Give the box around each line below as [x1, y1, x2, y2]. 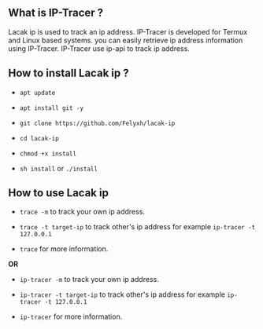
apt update [19, 89, 56, 97]
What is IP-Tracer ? [8, 6, 104, 20]
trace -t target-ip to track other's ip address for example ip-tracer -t [19, 222, 256, 232]
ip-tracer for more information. [19, 312, 123, 321]
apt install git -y [19, 104, 84, 112]
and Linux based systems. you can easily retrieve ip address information [8, 35, 243, 45]
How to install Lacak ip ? [8, 67, 129, 80]
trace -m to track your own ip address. [19, 207, 146, 217]
